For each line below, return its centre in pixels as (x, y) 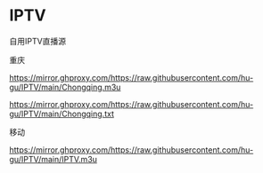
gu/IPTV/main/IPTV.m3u (53, 159)
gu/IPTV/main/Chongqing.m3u (65, 87)
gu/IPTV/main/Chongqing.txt (62, 114)
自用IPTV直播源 (38, 41)
